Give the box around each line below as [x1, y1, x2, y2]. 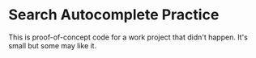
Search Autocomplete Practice [8, 6, 220, 24]
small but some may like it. [8, 40, 97, 50]
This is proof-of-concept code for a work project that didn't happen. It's [8, 32, 249, 42]
